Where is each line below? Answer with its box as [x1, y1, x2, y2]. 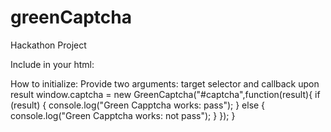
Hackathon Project [10, 39, 87, 51]
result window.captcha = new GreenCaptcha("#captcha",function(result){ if [10, 88, 321, 100]
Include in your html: [10, 58, 95, 70]
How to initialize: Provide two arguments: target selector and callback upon [10, 77, 320, 90]
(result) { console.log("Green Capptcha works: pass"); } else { [10, 99, 266, 111]
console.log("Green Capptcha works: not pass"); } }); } [10, 109, 236, 121]
